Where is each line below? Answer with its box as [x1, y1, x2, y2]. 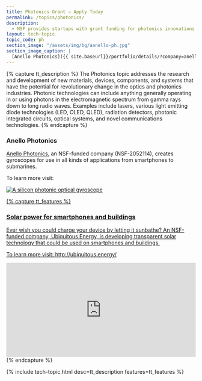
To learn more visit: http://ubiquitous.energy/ [6, 251, 117, 258]
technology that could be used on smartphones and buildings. [6, 239, 161, 247]
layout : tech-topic [6, 31, 55, 37]
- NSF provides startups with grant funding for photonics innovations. [11, 25, 198, 32]
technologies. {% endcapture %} [6, 121, 88, 128]
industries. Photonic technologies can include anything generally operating [6, 89, 192, 96]
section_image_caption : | [6, 48, 71, 54]
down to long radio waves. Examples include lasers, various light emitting [6, 102, 188, 109]
